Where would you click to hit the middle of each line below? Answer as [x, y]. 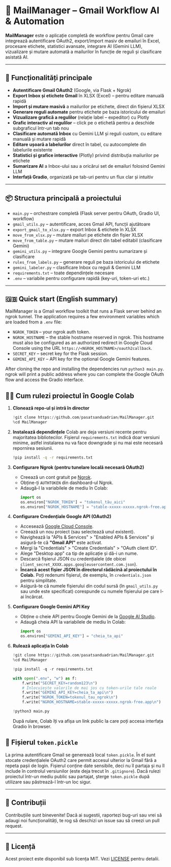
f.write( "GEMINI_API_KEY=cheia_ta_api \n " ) [68, 693]
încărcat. [35, 597]
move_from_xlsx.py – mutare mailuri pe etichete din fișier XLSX [78, 235]
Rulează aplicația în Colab [40, 646]
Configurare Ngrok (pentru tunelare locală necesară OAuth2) [78, 467]
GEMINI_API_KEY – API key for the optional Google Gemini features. [81, 359]
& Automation [35, 21]
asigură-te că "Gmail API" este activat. [61, 543]
